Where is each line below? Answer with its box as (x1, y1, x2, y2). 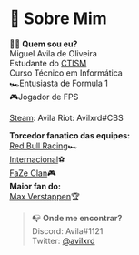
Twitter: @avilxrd (31, 235, 95, 246)
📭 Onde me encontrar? (31, 212, 123, 223)
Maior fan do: (9, 180, 62, 191)
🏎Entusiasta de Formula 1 (9, 77, 109, 88)
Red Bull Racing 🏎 (9, 140, 79, 151)
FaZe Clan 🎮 (9, 168, 56, 178)
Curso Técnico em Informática (9, 67, 123, 78)
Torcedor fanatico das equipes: (9, 129, 130, 140)
